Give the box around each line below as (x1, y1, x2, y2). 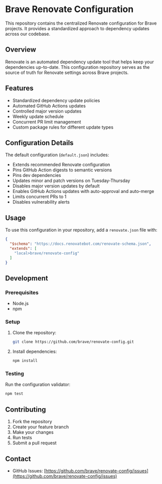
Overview (5, 45, 37, 54)
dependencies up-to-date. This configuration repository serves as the (5, 64, 150, 70)
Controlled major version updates (12, 108, 82, 114)
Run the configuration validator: (5, 381, 71, 388)
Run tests (12, 435, 33, 441)
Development (5, 274, 49, 282)
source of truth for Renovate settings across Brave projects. (5, 69, 129, 75)
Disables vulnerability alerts (12, 199, 70, 205)
